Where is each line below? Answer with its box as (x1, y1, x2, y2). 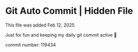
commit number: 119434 (5, 41, 56, 48)
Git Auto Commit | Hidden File (5, 5, 133, 17)
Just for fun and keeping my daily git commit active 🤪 (5, 32, 117, 38)
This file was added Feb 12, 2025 (5, 22, 75, 28)
